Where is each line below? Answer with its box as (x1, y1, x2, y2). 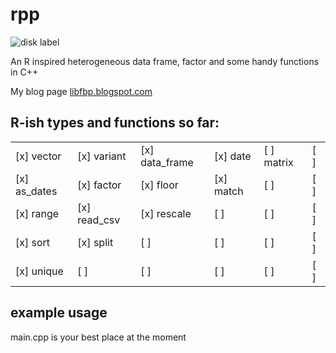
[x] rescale (140, 206, 192, 220)
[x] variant (77, 149, 127, 163)
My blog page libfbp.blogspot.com (10, 85, 153, 97)
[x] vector (15, 149, 62, 163)
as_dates (15, 184, 58, 198)
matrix (263, 155, 294, 169)
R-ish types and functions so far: (10, 114, 220, 132)
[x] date (213, 149, 252, 163)
